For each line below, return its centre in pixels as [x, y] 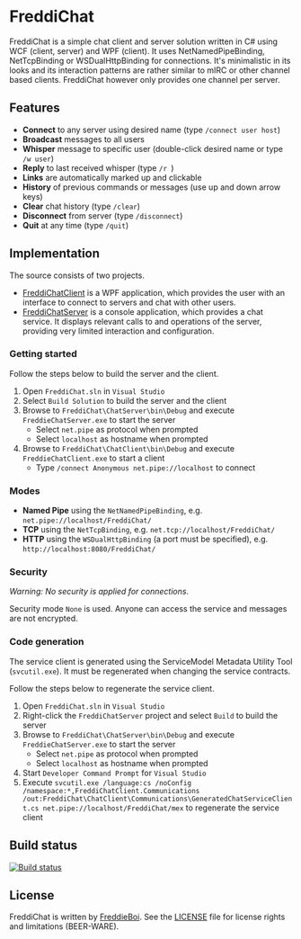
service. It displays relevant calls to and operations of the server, [142, 321]
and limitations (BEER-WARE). [64, 926]
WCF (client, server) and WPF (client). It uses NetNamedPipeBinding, [137, 50]
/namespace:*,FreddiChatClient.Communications [111, 791]
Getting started [44, 354]
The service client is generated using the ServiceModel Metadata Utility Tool [151, 661]
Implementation [55, 254]
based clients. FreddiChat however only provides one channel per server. [145, 79]
